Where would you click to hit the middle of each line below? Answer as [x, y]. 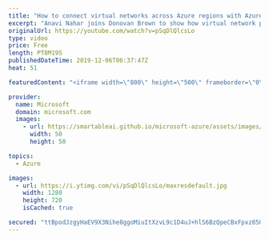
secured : [23, 222]
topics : [21, 156]
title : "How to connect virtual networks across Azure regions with [125, 16]
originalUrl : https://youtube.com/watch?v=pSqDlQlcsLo [102, 30]
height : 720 [42, 201]
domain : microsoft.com [53, 112]
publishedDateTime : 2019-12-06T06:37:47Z [78, 61]
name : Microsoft [42, 104]
